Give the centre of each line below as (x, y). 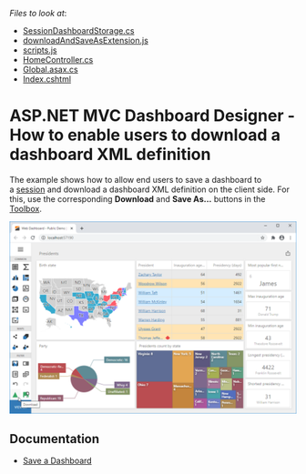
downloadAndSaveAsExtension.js (85, 40)
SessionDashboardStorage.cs (78, 30)
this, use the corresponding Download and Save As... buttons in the (138, 198)
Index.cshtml (46, 79)
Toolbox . (26, 208)
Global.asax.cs (51, 69)
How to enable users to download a (145, 135)
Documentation (55, 439)
